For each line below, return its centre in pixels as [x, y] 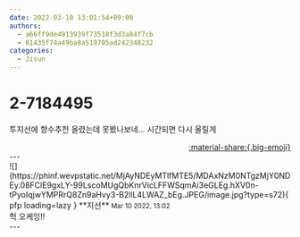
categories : [31, 51]
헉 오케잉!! [27, 216]
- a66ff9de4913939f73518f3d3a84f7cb [85, 34]
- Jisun [32, 59]
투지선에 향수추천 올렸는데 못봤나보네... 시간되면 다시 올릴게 [113, 129]
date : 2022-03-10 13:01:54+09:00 [71, 17]
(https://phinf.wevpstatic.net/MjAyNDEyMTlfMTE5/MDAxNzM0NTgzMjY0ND [150, 175]
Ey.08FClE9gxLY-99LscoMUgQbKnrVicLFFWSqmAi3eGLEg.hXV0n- [134, 185]
